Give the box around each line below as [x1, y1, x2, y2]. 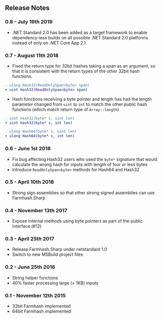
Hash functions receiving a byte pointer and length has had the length [12, 96, 152, 102]
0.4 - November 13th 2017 [5, 207, 68, 213]
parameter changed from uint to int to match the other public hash [12, 101, 147, 107]
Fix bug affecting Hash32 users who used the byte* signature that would [12, 156, 158, 162]
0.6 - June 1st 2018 [5, 145, 51, 152]
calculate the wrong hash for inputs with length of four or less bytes [12, 161, 148, 167]
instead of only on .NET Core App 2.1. [12, 40, 87, 46]
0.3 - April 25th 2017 [5, 235, 55, 242]
